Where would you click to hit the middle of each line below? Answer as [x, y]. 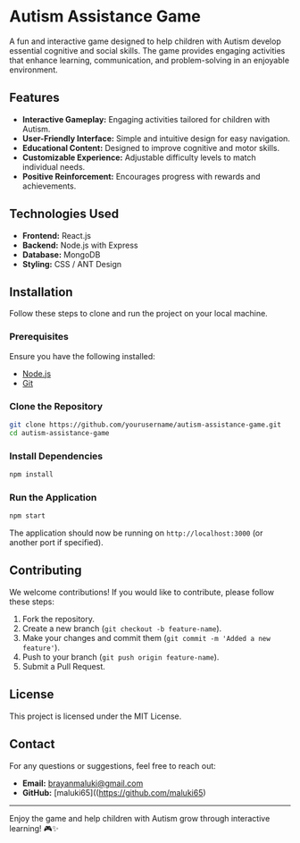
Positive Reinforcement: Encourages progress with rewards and [141, 176]
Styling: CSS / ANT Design [72, 264]
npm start [28, 516]
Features [34, 98]
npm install [31, 475]
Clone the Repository [56, 406]
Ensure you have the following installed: [83, 356]
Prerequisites [39, 337]
